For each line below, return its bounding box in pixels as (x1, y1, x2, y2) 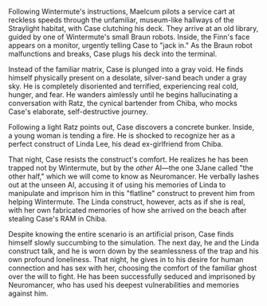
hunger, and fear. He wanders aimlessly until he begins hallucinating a (8, 90, 238, 99)
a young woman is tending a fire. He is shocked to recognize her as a (8, 131, 235, 140)
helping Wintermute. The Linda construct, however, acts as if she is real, (8, 197, 245, 206)
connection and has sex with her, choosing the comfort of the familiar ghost (8, 263, 257, 273)
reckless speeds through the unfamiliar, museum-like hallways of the (8, 15, 234, 25)
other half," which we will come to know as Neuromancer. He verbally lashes (8, 171, 260, 181)
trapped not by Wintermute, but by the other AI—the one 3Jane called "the (8, 163, 253, 172)
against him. (8, 288, 49, 298)
